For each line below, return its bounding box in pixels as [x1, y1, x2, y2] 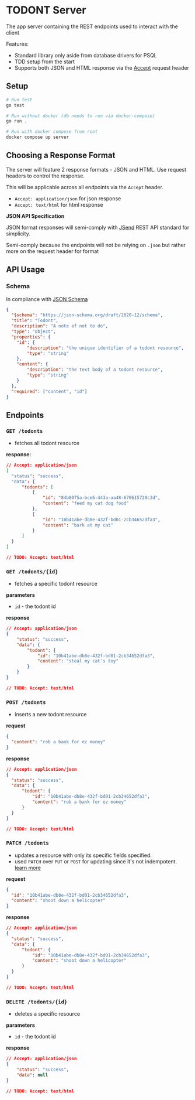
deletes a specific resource [14, 1010, 81, 1017]
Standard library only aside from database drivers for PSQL [14, 52, 158, 59]
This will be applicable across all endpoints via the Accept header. [6, 183, 163, 190]
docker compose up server [6, 134, 69, 141]
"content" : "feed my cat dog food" [43, 500, 130, 507]
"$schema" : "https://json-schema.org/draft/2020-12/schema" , [11, 312, 163, 318]
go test [6, 102, 25, 108]
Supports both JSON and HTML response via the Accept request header [14, 64, 190, 71]
